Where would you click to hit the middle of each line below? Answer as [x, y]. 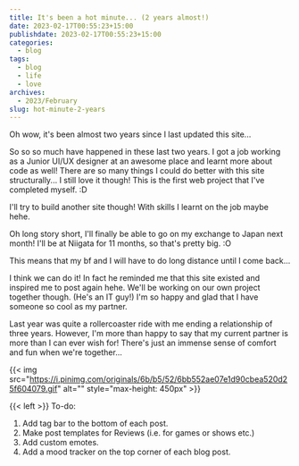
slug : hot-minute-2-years [57, 109]
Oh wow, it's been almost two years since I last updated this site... [130, 134]
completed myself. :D [48, 190]
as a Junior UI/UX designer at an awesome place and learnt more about [141, 161]
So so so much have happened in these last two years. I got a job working [145, 152]
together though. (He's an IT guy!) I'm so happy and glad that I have [134, 297]
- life [29, 76]
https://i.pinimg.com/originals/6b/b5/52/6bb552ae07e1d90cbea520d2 [159, 379]
